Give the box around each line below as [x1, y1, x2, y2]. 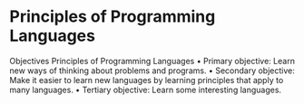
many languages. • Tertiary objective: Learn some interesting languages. [9, 84, 282, 95]
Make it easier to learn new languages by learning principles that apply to [9, 74, 284, 85]
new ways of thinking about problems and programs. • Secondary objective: [9, 65, 295, 76]
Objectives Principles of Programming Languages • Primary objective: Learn [9, 55, 295, 66]
